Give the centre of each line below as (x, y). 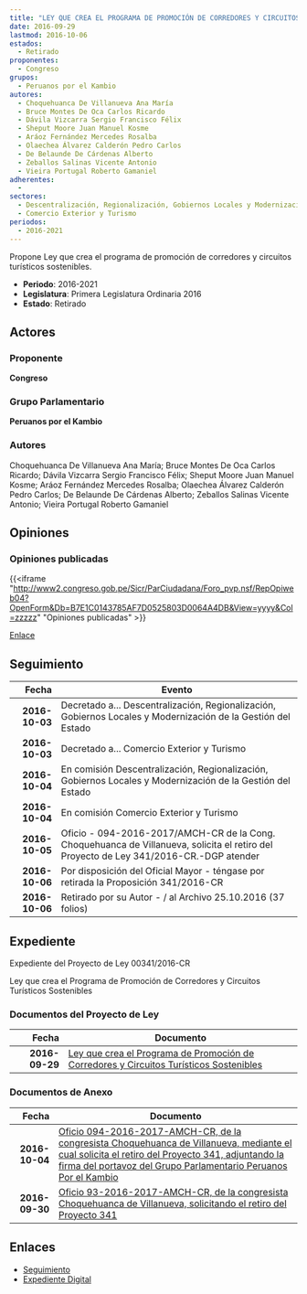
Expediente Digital (57, 1279)
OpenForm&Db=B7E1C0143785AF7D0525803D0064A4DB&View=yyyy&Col (152, 608)
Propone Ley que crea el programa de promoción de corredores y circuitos (151, 256)
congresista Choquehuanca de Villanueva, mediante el (175, 1142)
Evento (177, 690)
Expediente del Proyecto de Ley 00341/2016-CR (100, 963)
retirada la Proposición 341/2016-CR (142, 882)
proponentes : (34, 60)
